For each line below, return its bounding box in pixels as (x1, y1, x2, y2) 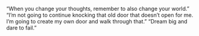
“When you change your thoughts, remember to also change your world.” (6, 5, 190, 12)
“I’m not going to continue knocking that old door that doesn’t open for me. (6, 11, 194, 19)
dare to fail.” (6, 24, 37, 31)
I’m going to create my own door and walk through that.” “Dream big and (6, 18, 188, 25)
